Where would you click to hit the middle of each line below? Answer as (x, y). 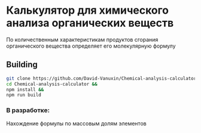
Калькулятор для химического (88, 10)
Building (22, 65)
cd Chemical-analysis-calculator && (52, 84)
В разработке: (28, 110)
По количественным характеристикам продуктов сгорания (82, 39)
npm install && (25, 89)
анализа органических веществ (90, 23)
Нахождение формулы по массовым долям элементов (76, 123)
